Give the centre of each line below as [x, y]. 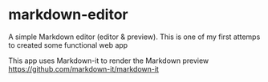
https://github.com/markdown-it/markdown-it [83, 68]
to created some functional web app [68, 45]
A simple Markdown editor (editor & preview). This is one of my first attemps [134, 37]
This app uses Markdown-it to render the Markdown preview [109, 61]
